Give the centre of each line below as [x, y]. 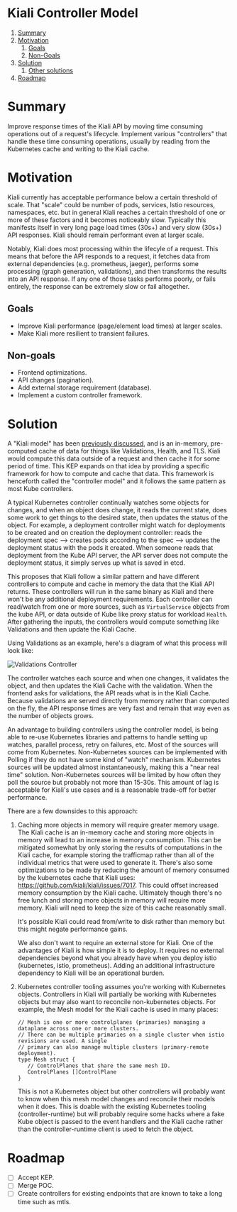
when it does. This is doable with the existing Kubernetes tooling [112, 1107]
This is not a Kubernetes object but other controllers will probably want [121, 1091]
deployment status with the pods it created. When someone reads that [110, 548]
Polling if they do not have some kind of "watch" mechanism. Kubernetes [114, 760]
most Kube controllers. [40, 489]
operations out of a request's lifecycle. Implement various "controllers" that [117, 133]
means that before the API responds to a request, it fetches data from [109, 256]
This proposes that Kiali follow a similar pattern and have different [104, 577]
